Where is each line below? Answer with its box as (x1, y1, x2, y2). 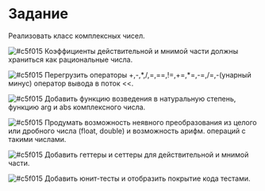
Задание (8, 5, 69, 23)
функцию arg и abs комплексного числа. (8, 102, 146, 112)
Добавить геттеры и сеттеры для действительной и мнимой (44, 150, 249, 159)
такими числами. (8, 134, 67, 143)
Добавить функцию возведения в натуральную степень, (44, 94, 236, 103)
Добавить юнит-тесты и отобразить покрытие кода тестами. (44, 174, 251, 183)
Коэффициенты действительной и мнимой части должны (44, 46, 239, 55)
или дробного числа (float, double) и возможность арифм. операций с (8, 126, 246, 136)
